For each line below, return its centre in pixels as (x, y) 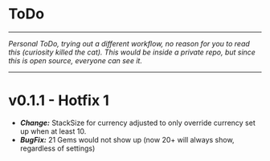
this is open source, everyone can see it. (76, 60)
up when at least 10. (53, 131)
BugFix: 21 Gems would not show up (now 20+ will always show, (127, 139)
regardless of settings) (57, 148)
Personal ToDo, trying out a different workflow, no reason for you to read (129, 43)
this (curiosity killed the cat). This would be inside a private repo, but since (132, 52)
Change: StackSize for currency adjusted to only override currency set (137, 123)
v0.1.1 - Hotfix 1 (59, 101)
